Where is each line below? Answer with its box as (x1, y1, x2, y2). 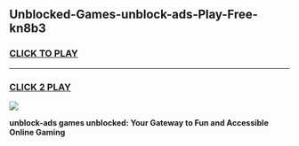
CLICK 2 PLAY (9, 81, 71, 93)
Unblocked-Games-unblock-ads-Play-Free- (9, 7, 258, 22)
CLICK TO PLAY (9, 48, 78, 60)
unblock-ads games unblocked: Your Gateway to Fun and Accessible (9, 117, 269, 127)
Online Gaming (9, 127, 66, 137)
